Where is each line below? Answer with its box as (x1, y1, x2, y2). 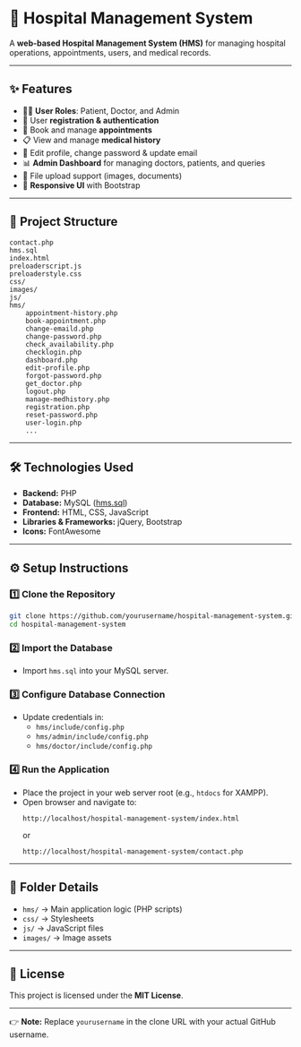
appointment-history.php (25, 308, 118, 317)
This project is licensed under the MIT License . (9, 990, 184, 1001)
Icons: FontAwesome (21, 526, 101, 536)
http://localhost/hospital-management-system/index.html (21, 814, 240, 823)
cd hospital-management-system (9, 620, 126, 629)
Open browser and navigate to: (21, 796, 137, 807)
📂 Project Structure (9, 214, 118, 229)
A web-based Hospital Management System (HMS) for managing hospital (9, 38, 287, 48)
